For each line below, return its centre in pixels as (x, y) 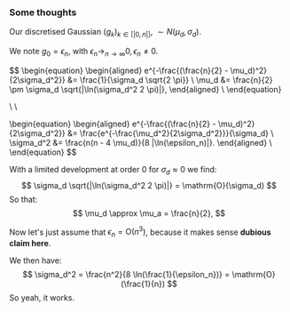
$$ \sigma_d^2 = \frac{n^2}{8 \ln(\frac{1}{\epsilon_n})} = (126, 275)
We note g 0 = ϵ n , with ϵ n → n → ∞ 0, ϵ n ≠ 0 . (84, 52)
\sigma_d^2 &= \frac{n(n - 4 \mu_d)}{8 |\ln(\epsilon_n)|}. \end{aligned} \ (141, 142)
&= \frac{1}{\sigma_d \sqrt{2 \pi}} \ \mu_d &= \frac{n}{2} (170, 80)
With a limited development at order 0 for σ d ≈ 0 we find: (113, 170)
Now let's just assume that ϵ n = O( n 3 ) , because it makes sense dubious (141, 232)
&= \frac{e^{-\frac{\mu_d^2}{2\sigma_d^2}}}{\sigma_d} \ (171, 133)
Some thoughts (43, 12)
